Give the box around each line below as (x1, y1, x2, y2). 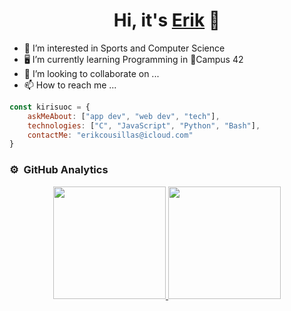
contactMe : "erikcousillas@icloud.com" (27, 130, 194, 140)
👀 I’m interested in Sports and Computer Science (23, 42, 226, 54)
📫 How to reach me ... (23, 79, 117, 91)
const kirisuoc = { (9, 102, 91, 112)
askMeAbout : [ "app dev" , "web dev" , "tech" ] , (27, 111, 221, 121)
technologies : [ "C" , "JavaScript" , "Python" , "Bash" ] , (27, 120, 261, 131)
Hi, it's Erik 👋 (113, 9, 221, 32)
